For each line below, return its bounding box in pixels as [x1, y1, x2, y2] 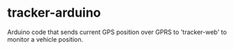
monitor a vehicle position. [7, 35, 84, 43]
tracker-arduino [7, 5, 101, 21]
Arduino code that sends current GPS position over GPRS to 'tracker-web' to [7, 28, 227, 36]
